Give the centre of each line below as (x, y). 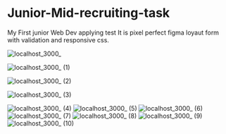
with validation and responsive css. (58, 39)
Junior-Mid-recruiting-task (89, 13)
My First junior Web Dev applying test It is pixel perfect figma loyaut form (113, 32)
